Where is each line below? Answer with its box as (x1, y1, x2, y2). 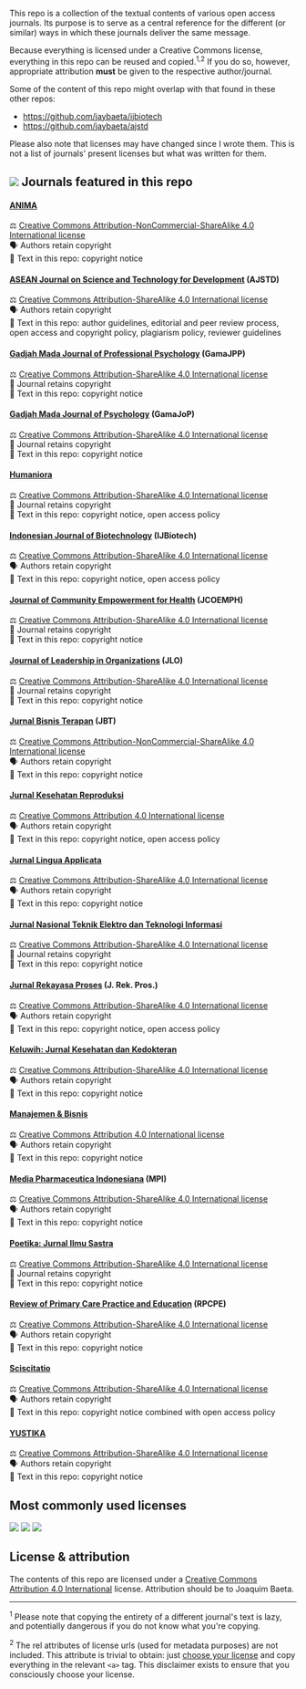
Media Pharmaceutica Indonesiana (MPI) (9, 1173, 167, 1184)
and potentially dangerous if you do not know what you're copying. (9, 1621, 261, 1632)
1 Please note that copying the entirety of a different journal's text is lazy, (9, 1610, 282, 1622)
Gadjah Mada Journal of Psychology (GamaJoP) (9, 409, 196, 420)
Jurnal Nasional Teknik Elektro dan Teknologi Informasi (9, 919, 223, 930)
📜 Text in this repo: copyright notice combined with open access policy (9, 1406, 276, 1417)
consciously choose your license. (9, 1669, 135, 1680)
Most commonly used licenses (9, 1497, 187, 1513)
